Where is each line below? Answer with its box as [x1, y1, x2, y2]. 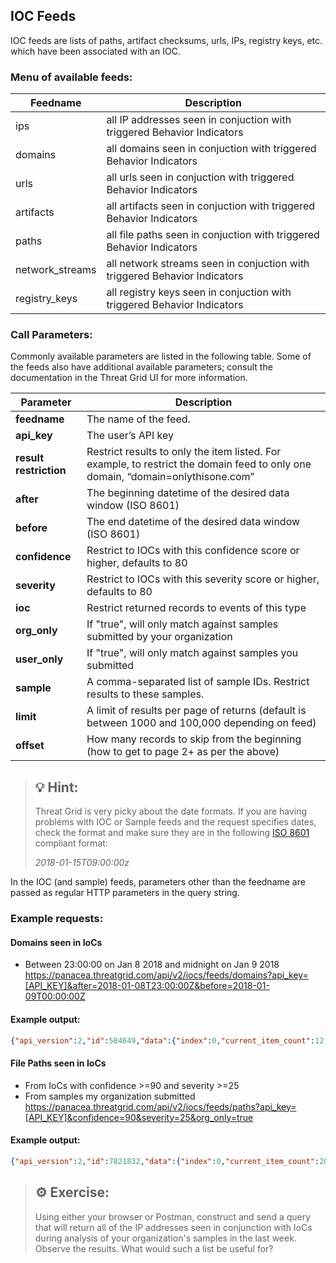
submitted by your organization [86, 630, 233, 644]
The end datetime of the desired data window [86, 515, 301, 529]
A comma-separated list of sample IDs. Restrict [86, 675, 310, 689]
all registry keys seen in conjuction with [106, 285, 292, 299]
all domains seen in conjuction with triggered [106, 142, 317, 156]
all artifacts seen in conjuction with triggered [106, 199, 316, 213]
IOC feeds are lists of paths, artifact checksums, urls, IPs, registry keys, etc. [10, 34, 323, 46]
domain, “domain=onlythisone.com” [86, 470, 255, 484]
